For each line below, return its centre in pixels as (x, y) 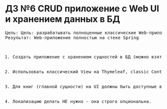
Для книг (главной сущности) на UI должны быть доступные (84, 86)
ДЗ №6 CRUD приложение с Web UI (82, 9)
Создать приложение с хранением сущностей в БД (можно (81, 57)
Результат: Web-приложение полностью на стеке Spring (72, 37)
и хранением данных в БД (63, 19)
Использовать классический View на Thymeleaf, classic (81, 72)
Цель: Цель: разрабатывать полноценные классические (71, 32)
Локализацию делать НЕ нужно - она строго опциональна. (82, 101)
